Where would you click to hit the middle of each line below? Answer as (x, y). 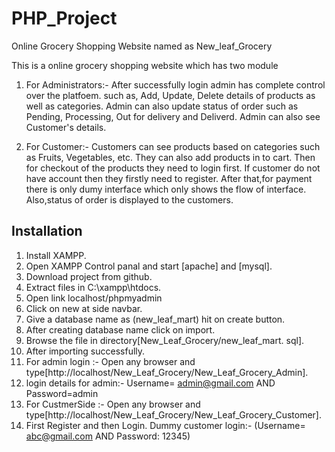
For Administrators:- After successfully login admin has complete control (175, 84)
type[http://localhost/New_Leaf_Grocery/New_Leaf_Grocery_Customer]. (174, 414)
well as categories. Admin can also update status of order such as (162, 106)
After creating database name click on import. (120, 329)
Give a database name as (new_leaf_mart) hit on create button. (155, 319)
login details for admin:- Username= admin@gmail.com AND (150, 383)
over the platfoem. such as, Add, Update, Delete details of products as (170, 95)
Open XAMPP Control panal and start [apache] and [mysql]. (149, 266)
